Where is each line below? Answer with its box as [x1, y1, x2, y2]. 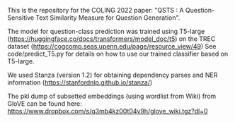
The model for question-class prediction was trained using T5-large [7, 28, 205, 35]
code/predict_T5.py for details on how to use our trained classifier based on [7, 49, 229, 58]
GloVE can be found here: [7, 99, 83, 108]
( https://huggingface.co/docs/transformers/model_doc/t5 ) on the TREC [7, 35, 216, 43]
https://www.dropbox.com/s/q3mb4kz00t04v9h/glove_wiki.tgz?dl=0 [7, 107, 208, 115]
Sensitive [7, 13, 34, 22]
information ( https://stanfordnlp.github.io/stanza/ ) [7, 78, 153, 87]
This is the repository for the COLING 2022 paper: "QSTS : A [7, 6, 184, 14]
